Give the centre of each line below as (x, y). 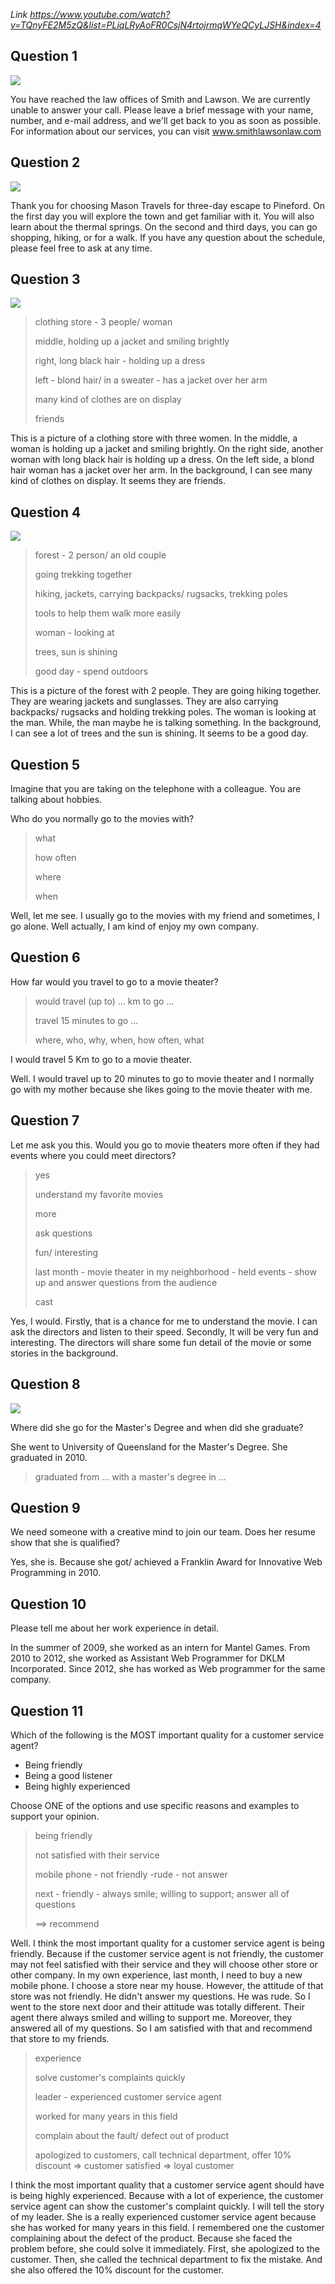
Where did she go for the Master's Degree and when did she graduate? (157, 1427)
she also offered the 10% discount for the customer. (117, 2270)
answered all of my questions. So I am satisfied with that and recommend (161, 2028)
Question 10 (48, 1604)
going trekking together (83, 575)
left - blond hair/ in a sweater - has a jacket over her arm (151, 380)
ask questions (63, 1233)
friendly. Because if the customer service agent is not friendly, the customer (167, 1953)
